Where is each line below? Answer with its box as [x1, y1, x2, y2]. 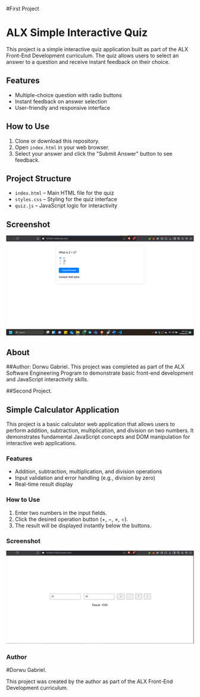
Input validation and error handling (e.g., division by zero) [14, 474, 156, 482]
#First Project [6, 5, 40, 12]
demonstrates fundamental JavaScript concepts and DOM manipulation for [6, 433, 190, 440]
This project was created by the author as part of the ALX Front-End [6, 678, 173, 685]
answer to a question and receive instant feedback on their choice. [6, 58, 170, 65]
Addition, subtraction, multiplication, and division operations [14, 468, 162, 475]
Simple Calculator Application [6, 405, 120, 415]
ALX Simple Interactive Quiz [6, 26, 148, 39]
